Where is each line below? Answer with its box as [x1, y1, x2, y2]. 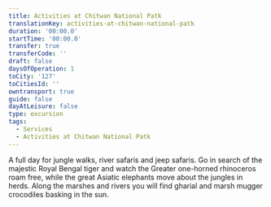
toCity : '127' [8, 72, 57, 80]
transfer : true [8, 42, 60, 50]
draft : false [8, 58, 53, 66]
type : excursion [8, 110, 63, 119]
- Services [15, 125, 53, 133]
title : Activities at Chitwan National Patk [8, 11, 162, 20]
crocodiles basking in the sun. [8, 189, 110, 199]
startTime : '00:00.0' [8, 34, 82, 43]
